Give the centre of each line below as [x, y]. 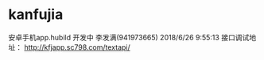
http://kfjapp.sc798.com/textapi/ [77, 47]
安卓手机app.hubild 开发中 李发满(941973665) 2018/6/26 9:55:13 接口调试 [129, 37]
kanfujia [36, 15]
